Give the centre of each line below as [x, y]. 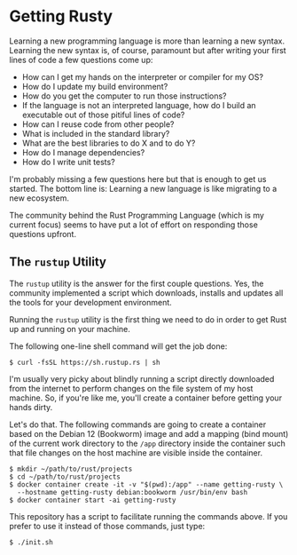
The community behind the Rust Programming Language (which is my [137, 215]
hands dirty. [31, 407]
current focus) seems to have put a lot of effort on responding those [134, 225]
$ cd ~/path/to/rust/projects [65, 477]
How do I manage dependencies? [83, 152]
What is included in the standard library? [96, 133]
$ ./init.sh [31, 542]
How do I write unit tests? [68, 162]
